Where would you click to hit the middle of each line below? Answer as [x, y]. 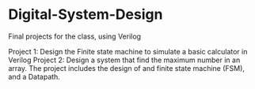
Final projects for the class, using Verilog [74, 36]
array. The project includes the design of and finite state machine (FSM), [127, 68]
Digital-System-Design [86, 15]
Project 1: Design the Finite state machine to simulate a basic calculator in [128, 51]
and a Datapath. [34, 76]
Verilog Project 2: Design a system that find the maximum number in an [124, 60]
